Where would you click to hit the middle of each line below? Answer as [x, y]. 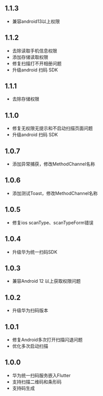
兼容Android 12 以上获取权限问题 [46, 281]
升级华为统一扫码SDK [35, 252]
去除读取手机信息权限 [34, 51]
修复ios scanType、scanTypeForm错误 [53, 222]
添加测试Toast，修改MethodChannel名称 [55, 193]
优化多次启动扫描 [30, 346]
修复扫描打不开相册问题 [37, 63]
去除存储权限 [25, 99]
